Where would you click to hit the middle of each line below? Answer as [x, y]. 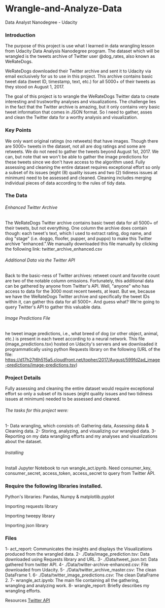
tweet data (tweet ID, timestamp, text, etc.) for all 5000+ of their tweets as [80, 81]
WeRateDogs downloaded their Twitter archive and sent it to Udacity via [78, 71]
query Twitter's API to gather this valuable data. [53, 307]
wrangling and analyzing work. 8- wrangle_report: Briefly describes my [77, 586]
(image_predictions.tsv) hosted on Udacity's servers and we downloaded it [81, 344]
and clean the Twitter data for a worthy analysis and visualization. [72, 117]
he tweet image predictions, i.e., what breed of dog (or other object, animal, [82, 334]
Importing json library [27, 526]
